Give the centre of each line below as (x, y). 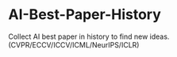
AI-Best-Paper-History (85, 15)
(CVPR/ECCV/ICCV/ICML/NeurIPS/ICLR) (74, 44)
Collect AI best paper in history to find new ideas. (89, 36)
